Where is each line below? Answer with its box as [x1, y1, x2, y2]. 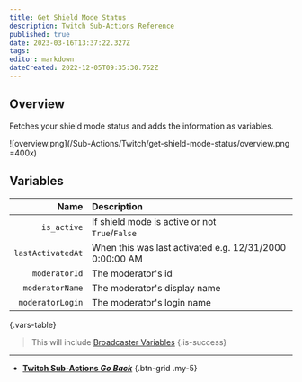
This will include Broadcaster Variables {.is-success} [31, 336, 227, 347]
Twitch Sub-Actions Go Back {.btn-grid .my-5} [22, 362, 198, 373]
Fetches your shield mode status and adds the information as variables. [9, 120, 274, 131]
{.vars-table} [9, 319, 57, 330]
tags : [9, 47, 30, 56]
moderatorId [31, 268, 84, 279]
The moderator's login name [91, 296, 211, 308]
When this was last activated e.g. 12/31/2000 [91, 241, 287, 253]
